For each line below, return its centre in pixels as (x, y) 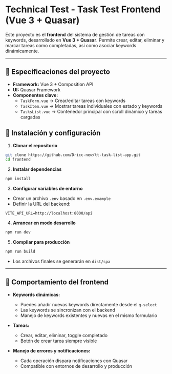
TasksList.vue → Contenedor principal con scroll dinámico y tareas (91, 111)
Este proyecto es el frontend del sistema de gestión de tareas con (75, 34)
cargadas (30, 117)
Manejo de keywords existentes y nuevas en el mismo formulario (89, 315)
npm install (18, 179)
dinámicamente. (22, 51)
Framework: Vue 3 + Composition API (53, 84)
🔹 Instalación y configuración (53, 133)
